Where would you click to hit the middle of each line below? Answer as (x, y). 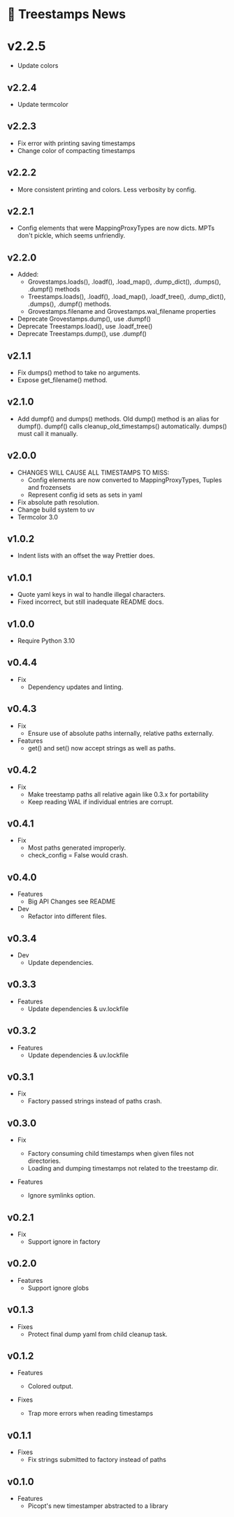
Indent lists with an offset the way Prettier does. (86, 556)
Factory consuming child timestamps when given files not (111, 1154)
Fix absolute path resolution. (58, 502)
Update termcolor (43, 104)
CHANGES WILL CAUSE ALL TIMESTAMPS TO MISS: (93, 472)
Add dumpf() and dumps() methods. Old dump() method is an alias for (118, 419)
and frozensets (49, 487)
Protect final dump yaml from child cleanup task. (97, 1334)
